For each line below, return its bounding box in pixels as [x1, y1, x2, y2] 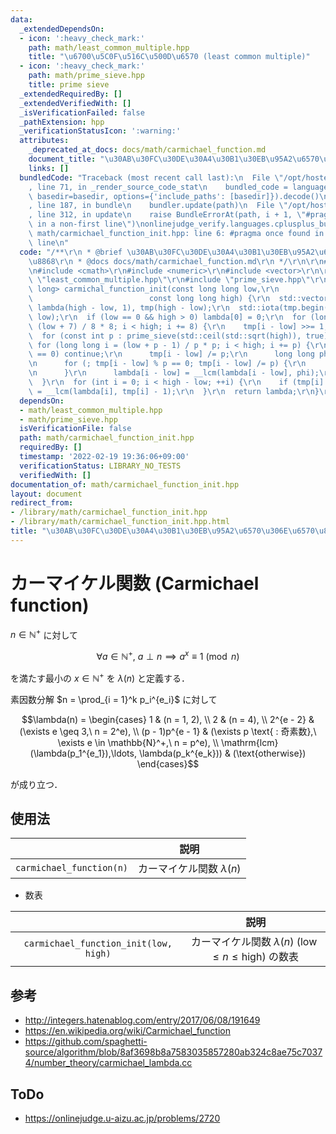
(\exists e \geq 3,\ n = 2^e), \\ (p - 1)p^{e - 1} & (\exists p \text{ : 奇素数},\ [19, 725, 317, 737]
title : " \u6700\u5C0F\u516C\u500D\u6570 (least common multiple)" [28, 52, 311, 62]
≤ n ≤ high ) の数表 [212, 950, 299, 964]
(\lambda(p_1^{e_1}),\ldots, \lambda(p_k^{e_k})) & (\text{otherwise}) [29, 747, 307, 759]
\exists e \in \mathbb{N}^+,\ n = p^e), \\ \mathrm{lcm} [57, 736, 279, 748]
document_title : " [28, 154, 105, 164]
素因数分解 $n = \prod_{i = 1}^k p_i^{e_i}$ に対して [10, 693, 218, 705]
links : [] [28, 163, 70, 173]
